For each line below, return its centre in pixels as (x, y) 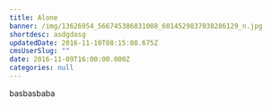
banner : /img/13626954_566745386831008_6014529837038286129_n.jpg (136, 26)
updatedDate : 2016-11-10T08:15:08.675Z (84, 43)
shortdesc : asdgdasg (48, 34)
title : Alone (34, 18)
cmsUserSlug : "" (39, 51)
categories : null (42, 68)
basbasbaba (32, 93)
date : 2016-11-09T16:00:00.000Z (70, 59)
